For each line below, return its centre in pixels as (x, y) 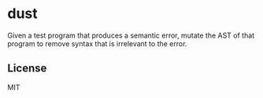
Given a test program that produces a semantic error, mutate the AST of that (131, 35)
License (27, 69)
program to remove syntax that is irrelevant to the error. (97, 43)
